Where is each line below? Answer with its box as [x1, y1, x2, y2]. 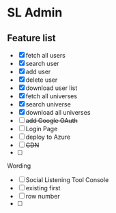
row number [25, 192, 60, 200]
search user [25, 60, 59, 67]
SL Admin [7, 5, 63, 21]
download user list [25, 84, 78, 92]
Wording [7, 161, 31, 170]
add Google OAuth [25, 117, 78, 124]
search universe [25, 100, 72, 108]
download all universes [25, 109, 91, 116]
